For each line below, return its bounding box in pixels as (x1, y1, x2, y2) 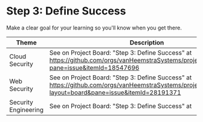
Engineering (9, 105, 44, 114)
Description (129, 38, 164, 46)
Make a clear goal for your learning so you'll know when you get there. (6, 24, 182, 31)
